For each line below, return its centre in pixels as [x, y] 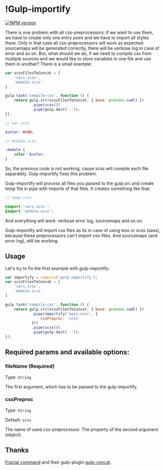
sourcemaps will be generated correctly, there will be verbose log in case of [82, 48]
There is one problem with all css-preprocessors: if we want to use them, [79, 32]
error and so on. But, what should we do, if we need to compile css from [78, 53]
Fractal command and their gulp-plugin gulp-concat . [58, 462]
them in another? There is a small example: [49, 64]
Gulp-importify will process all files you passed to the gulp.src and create [80, 184]
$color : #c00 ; [20, 132]
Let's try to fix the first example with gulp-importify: [57, 268]
